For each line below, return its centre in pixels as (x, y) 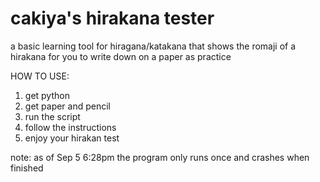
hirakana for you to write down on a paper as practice (121, 56)
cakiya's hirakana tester (112, 18)
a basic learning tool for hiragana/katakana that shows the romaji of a (153, 46)
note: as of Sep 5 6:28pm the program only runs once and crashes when (160, 157)
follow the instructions (70, 127)
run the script (52, 116)
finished (27, 168)
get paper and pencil (68, 106)
